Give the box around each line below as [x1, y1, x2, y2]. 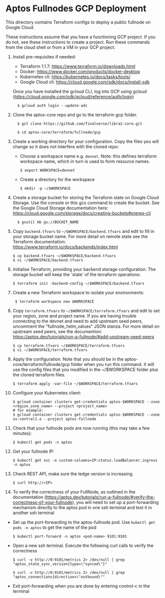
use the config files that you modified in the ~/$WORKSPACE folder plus [12, 366, 159, 372]
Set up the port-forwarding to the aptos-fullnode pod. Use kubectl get [12, 519, 156, 525]
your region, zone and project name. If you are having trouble [12, 312, 137, 319]
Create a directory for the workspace [20, 176, 95, 182]
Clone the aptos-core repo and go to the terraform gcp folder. [12, 111, 138, 118]
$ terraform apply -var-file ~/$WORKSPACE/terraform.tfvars [12, 381, 138, 386]
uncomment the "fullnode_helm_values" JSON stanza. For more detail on [12, 323, 160, 329]
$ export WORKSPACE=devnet [20, 168, 75, 173]
